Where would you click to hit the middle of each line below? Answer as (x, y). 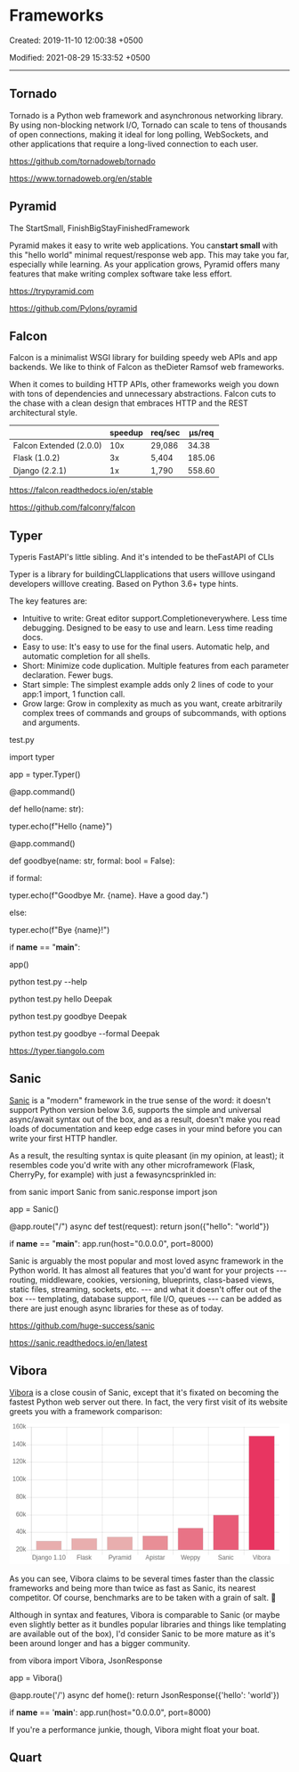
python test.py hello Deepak (61, 999)
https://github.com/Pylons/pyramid (73, 308)
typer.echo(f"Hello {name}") (61, 826)
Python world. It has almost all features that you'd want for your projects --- (148, 1270)
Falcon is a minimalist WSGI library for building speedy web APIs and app (143, 358)
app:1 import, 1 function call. (73, 694)
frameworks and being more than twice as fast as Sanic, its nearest (133, 1587)
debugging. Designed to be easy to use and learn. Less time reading (147, 627)
